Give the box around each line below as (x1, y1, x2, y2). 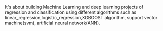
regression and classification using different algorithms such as (5, 9, 137, 15)
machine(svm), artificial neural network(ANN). (5, 20, 100, 26)
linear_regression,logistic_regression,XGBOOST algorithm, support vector (5, 15, 158, 20)
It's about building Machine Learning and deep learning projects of (5, 4, 144, 10)
